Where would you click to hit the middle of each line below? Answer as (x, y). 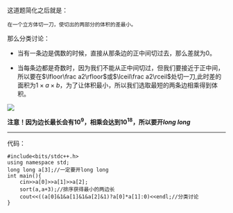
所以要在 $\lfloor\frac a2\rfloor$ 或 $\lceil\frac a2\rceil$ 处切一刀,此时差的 (119, 76)
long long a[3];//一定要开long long (58, 170)
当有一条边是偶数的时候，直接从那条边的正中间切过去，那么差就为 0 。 (116, 53)
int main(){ (24, 176)
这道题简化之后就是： (37, 10)
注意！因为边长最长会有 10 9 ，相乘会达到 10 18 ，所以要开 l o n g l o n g (99, 121)
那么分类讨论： (28, 38)
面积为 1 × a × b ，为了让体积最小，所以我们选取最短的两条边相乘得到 (114, 85)
